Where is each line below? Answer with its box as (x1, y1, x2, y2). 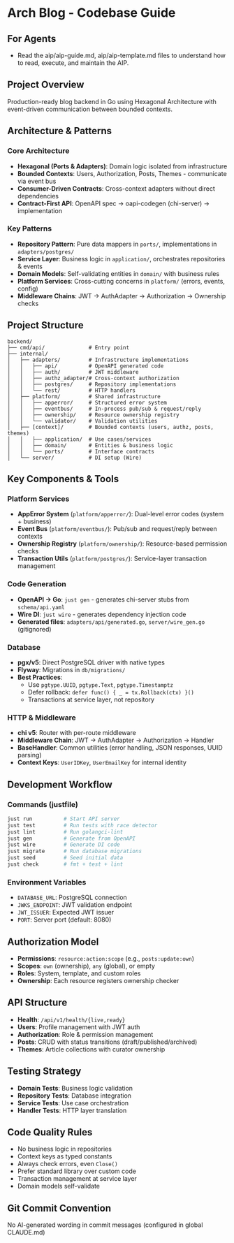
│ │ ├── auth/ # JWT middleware (7, 368, 139, 375)
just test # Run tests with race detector (7, 822, 158, 829)
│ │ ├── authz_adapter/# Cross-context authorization (7, 375, 180, 381)
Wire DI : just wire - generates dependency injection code (17, 610, 187, 618)
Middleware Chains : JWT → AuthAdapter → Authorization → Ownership (17, 291, 226, 300)
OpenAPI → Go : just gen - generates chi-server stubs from (17, 595, 189, 604)
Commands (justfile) (7, 799, 78, 809)
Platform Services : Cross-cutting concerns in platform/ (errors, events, (17, 277, 226, 285)
